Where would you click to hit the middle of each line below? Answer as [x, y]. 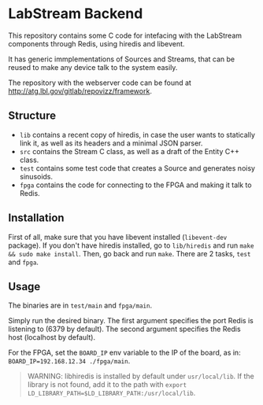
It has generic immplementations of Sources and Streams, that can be [121, 59]
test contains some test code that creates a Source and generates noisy [137, 168]
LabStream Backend [76, 14]
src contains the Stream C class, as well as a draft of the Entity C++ [130, 151]
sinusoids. [36, 176]
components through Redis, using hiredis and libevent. [96, 43]
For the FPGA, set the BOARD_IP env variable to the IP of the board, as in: [125, 353]
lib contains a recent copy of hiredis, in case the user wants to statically [137, 134]
